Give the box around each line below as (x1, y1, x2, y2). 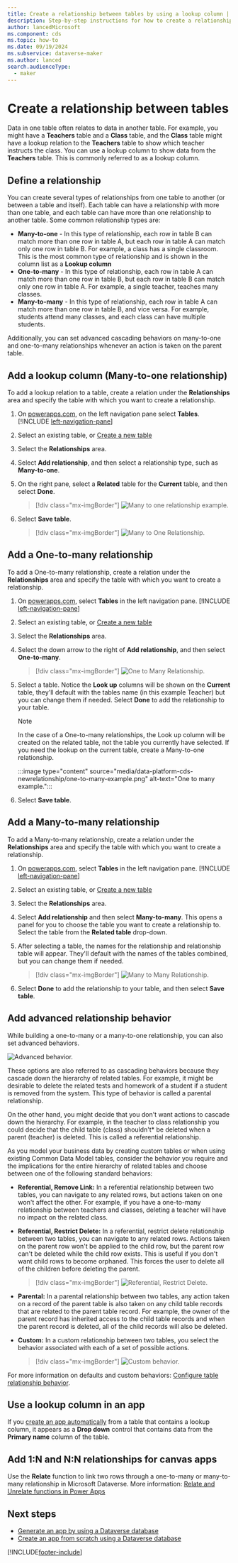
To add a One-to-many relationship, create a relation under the (7, 568, 191, 576)
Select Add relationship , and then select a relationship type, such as (17, 458, 218, 467)
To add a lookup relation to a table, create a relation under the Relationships (7, 388, 230, 397)
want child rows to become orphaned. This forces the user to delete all (17, 1257, 225, 1265)
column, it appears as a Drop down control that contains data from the (7, 1425, 213, 1434)
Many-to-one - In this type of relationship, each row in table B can (17, 230, 212, 238)
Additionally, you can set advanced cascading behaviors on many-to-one (7, 334, 222, 343)
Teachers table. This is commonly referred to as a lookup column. (7, 154, 200, 162)
